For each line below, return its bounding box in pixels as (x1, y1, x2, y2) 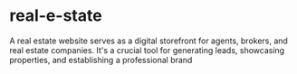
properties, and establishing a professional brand (9, 54, 193, 65)
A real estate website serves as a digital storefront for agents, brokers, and (9, 35, 288, 46)
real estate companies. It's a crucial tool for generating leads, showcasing (9, 44, 285, 55)
